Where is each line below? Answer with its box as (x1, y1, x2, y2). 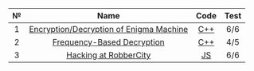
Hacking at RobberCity (66, 49, 151, 61)
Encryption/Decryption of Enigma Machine (29, 24, 189, 34)
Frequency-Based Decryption (52, 37, 165, 47)
